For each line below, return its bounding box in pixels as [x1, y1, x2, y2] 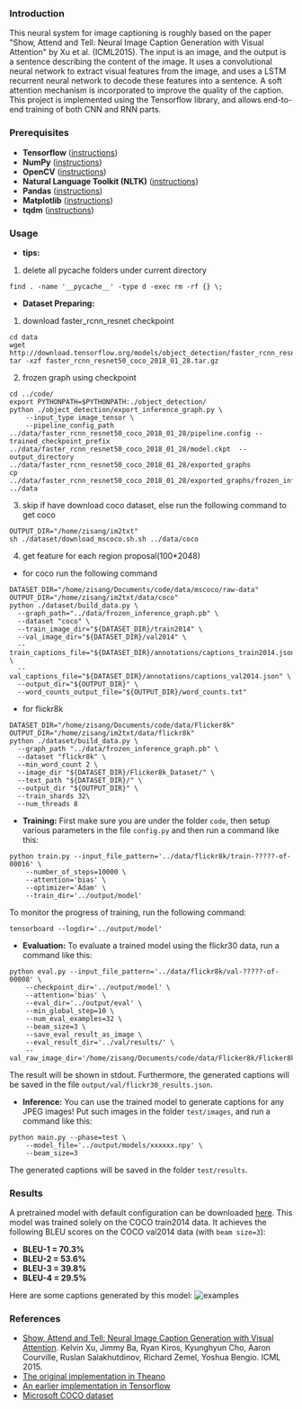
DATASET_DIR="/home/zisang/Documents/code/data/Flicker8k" [9, 721, 235, 730]
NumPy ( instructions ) [22, 157, 102, 167]
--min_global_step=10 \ [25, 1006, 115, 1015]
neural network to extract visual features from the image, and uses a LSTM [9, 66, 287, 76]
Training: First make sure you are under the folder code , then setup [22, 815, 271, 826]
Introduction [9, 7, 65, 20]
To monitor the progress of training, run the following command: [9, 907, 247, 918]
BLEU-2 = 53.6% [22, 1253, 86, 1264]
